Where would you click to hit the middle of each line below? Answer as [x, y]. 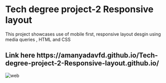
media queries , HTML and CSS [38, 39]
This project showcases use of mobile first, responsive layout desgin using [83, 34]
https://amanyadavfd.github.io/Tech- [97, 55]
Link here [20, 55]
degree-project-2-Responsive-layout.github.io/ [82, 64]
